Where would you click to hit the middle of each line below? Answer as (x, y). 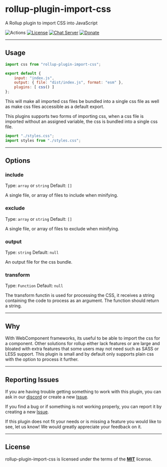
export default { (23, 73)
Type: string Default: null (32, 253)
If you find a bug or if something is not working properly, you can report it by (83, 406)
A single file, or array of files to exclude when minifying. (62, 229)
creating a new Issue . (27, 412)
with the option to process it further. (42, 360)
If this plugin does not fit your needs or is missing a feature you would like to (83, 421)
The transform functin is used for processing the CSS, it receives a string (80, 295)
